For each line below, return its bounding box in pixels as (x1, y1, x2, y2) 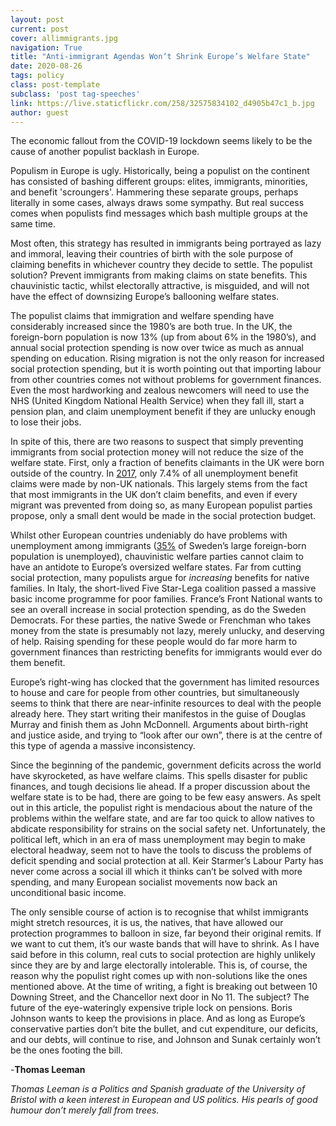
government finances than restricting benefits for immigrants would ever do (10, 646, 323, 658)
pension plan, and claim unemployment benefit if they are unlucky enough (10, 406, 317, 418)
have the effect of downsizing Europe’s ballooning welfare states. (10, 291, 280, 303)
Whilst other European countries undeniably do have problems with (10, 529, 288, 541)
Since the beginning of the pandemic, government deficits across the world (10, 759, 322, 771)
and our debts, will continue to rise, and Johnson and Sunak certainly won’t (10, 1034, 321, 1046)
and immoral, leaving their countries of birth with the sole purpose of (10, 248, 294, 260)
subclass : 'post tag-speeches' (10, 89, 141, 99)
